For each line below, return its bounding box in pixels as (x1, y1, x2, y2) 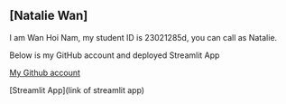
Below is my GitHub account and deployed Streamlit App (9, 50, 220, 61)
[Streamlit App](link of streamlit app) (9, 84, 145, 95)
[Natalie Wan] (9, 8, 88, 24)
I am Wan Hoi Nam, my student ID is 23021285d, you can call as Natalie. (9, 32, 278, 43)
